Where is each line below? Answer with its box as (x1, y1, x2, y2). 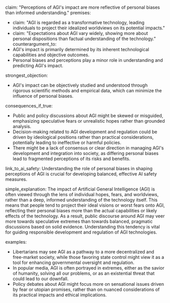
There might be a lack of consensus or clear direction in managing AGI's (12, 145, 164, 151)
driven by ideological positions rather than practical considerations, (12, 134, 154, 140)
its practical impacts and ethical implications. (12, 292, 107, 298)
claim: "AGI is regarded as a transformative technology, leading (12, 20, 145, 25)
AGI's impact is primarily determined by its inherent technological (12, 47, 150, 52)
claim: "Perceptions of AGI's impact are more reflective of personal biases (5, 5, 160, 10)
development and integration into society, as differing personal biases (12, 150, 159, 156)
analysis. (12, 124, 31, 129)
